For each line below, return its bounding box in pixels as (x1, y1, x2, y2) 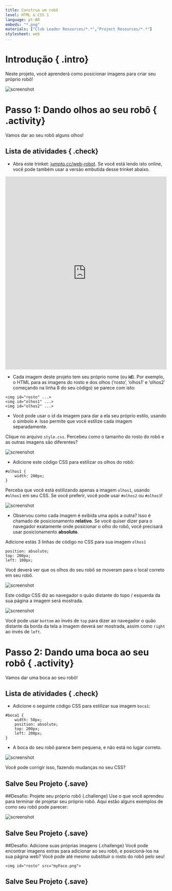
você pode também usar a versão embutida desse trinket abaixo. (12, 166, 150, 172)
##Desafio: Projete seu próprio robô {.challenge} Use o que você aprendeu (5, 793, 164, 799)
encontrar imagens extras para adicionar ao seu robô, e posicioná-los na (5, 848, 159, 854)
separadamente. (12, 423, 48, 430)
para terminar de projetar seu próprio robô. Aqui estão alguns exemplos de (5, 798, 163, 805)
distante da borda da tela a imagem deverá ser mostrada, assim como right (5, 623, 165, 629)
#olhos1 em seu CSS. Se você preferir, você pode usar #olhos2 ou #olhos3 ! (5, 492, 163, 498)
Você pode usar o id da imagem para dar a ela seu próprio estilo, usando (12, 412, 166, 418)
